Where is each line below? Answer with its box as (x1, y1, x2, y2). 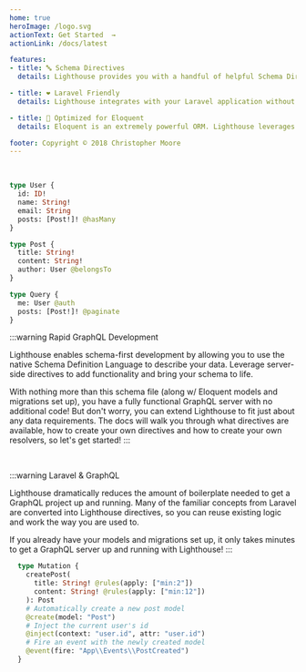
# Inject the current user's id (25, 621, 148, 630)
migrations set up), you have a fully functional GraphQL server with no (9, 396, 273, 407)
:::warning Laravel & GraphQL (9, 470, 120, 481)
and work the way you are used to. (9, 516, 139, 528)
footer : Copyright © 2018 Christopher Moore (9, 138, 181, 148)
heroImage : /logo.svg (9, 22, 92, 31)
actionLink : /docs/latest (9, 38, 107, 48)
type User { (9, 181, 55, 190)
